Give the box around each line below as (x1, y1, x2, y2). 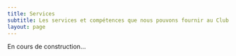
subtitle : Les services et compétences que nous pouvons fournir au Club (7, 17, 230, 24)
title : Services (7, 10, 55, 17)
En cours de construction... (7, 43, 86, 51)
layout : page (7, 23, 46, 30)
